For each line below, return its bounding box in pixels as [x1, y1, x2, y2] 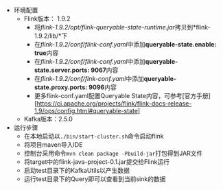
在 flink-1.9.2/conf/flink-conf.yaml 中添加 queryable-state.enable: [34, 40, 217, 48]
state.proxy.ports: [34, 83, 88, 91]
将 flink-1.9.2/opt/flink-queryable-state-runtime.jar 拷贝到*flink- [34, 23, 211, 31]
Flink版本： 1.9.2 [23, 14, 71, 23]
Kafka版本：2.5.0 [23, 115, 73, 123]
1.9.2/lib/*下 [34, 32, 68, 40]
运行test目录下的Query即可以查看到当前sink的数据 [23, 175, 166, 183]
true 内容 [34, 49, 59, 57]
